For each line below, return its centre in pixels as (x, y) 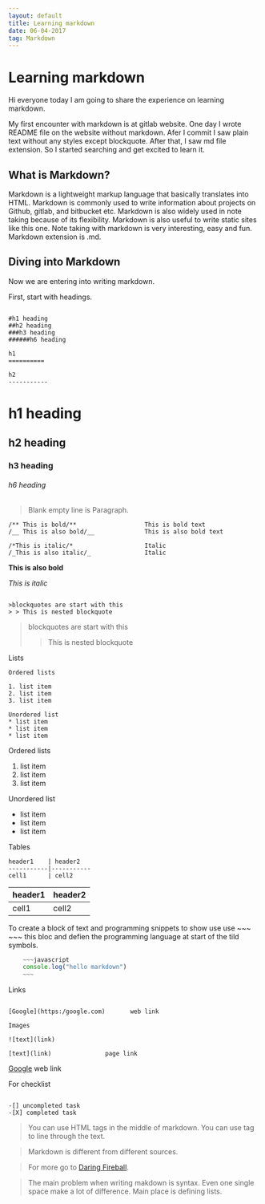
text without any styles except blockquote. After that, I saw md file (117, 141)
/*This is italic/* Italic (87, 545)
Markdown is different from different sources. (103, 1152)
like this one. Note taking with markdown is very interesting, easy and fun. (130, 228)
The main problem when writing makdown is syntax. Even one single (141, 1183)
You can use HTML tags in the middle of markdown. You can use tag (141, 1128)
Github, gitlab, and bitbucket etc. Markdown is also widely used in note (125, 211)
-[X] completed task (43, 1113)
